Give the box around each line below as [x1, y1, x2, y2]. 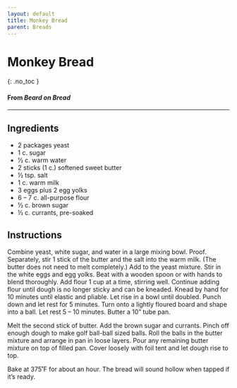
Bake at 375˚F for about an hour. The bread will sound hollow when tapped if [7, 365, 230, 374]
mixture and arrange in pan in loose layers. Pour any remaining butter [7, 337, 209, 345]
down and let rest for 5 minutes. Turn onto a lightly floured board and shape [7, 301, 228, 309]
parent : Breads [7, 23, 52, 30]
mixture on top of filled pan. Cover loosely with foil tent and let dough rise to [7, 344, 229, 353]
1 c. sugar [17, 149, 46, 157]
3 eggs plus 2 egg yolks [17, 186, 87, 195]
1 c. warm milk [17, 178, 60, 187]
